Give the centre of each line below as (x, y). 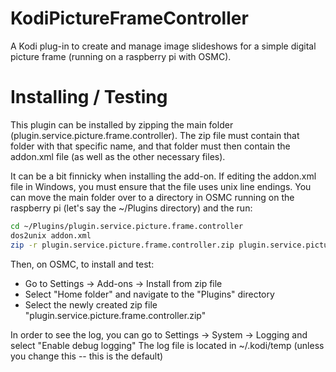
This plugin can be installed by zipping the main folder (122, 124)
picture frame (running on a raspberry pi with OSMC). (121, 56)
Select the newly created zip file (91, 304)
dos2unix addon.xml (51, 235)
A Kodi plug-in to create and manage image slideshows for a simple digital (163, 46)
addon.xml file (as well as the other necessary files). (118, 156)
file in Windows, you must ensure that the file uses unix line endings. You (161, 186)
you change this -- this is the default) (87, 356)
